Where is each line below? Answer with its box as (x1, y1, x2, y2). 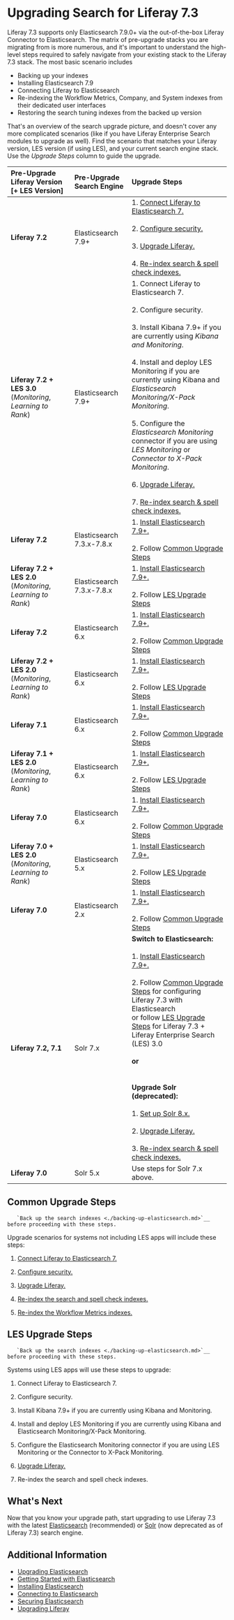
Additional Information (7, 1549, 107, 1561)
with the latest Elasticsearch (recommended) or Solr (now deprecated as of (7, 1521, 224, 1530)
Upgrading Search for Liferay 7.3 (7, 5, 199, 21)
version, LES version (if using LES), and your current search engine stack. (7, 144, 219, 152)
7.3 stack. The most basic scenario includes (7, 57, 133, 66)
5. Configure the (131, 418, 185, 428)
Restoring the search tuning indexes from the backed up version (17, 108, 202, 117)
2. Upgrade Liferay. (131, 1126, 195, 1136)
